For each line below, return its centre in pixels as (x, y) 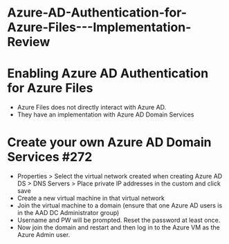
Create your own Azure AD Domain (109, 142)
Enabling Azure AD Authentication (108, 73)
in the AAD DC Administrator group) (68, 213)
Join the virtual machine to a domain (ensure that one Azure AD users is (120, 205)
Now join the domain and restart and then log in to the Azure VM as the (118, 227)
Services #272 (50, 157)
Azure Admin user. (44, 235)
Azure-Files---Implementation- (99, 27)
